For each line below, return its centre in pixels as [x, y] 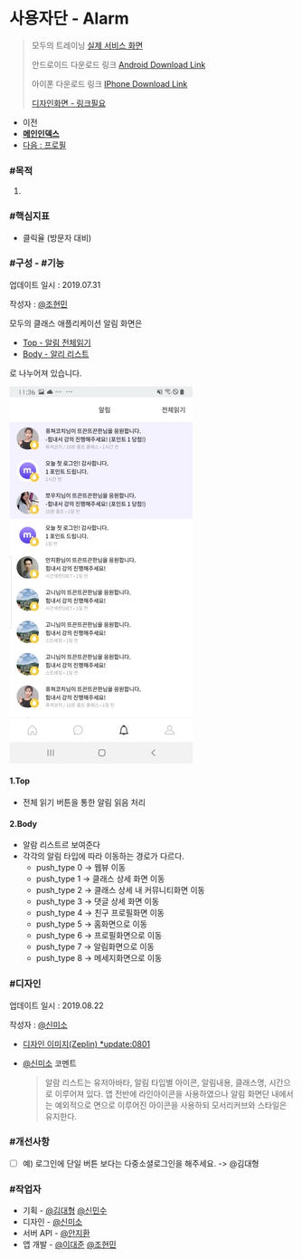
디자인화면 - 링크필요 [69, 103]
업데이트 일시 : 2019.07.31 [55, 284]
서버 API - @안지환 [56, 1234]
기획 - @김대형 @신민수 [65, 1211]
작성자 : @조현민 [38, 303]
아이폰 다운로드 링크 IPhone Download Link [109, 83]
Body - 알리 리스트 [56, 353]
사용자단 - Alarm [69, 19]
